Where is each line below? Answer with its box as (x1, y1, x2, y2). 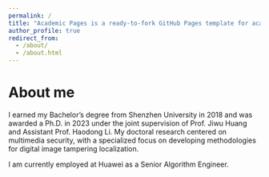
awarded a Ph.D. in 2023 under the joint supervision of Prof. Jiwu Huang (8, 118, 247, 128)
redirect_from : (8, 34, 59, 42)
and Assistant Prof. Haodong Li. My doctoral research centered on (8, 127, 227, 136)
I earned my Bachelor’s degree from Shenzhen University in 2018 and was (8, 110, 253, 119)
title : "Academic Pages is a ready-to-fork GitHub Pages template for (8, 19, 249, 27)
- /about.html (15, 49, 62, 57)
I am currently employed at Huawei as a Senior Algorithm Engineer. (8, 159, 230, 169)
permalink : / (8, 11, 52, 20)
